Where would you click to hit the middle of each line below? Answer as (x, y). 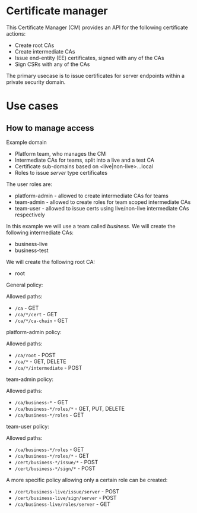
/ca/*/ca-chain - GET (41, 320)
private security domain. (36, 82)
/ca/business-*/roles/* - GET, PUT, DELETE (70, 408)
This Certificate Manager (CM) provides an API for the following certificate (97, 27)
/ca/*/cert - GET (36, 314)
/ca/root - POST (35, 355)
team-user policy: (28, 426)
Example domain (26, 142)
